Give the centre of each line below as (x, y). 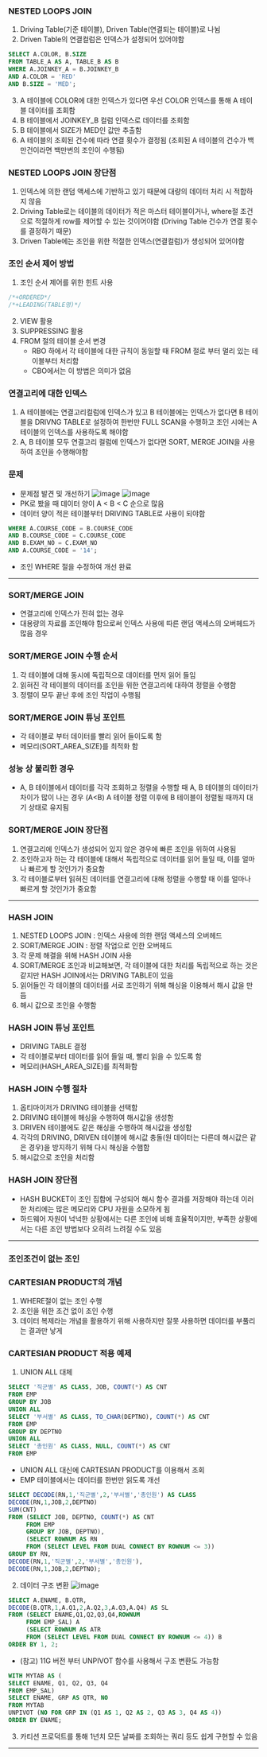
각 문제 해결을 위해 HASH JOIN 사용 (76, 955)
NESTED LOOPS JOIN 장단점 (62, 173)
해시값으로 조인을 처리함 (57, 1157)
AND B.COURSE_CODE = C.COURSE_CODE (67, 536)
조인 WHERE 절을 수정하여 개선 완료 (76, 567)
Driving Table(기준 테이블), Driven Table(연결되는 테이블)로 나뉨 (120, 29)
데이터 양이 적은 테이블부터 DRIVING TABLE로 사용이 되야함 (112, 513)
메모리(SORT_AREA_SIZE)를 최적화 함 (79, 746)
